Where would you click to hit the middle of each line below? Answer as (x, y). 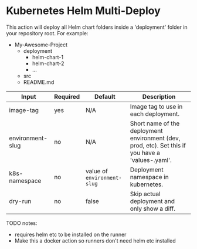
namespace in (149, 177)
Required (67, 96)
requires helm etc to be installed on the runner (70, 234)
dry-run (20, 201)
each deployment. (155, 114)
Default (105, 96)
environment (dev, (155, 138)
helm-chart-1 (47, 57)
